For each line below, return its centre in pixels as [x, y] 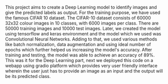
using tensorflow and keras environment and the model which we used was [83, 34]
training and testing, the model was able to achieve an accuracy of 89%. [80, 55]
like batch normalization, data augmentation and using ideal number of [78, 44]
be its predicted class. [28, 76]
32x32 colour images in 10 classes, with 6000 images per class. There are [82, 23]
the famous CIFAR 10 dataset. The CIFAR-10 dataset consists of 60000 [78, 18]
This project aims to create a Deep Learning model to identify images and [81, 7]
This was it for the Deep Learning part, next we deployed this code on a [79, 60]
